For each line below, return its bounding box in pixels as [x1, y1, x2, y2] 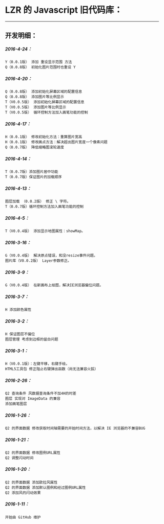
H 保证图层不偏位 [5, 332, 35, 337]
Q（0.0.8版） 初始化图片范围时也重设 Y [5, 65, 76, 70]
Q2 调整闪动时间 [5, 456, 34, 460]
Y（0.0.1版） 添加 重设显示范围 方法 [5, 60, 72, 65]
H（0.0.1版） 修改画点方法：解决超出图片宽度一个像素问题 [5, 140, 108, 145]
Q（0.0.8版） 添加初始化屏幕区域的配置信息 [5, 89, 82, 94]
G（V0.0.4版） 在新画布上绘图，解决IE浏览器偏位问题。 [5, 283, 103, 288]
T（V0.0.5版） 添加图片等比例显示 [5, 105, 66, 110]
